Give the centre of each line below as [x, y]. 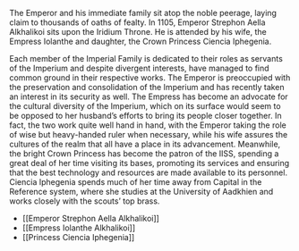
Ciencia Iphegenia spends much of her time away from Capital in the [136, 182]
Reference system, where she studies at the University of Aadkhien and [141, 192]
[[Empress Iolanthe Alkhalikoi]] [79, 228]
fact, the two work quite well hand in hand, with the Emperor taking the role [148, 125]
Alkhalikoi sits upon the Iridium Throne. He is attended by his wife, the [138, 32]
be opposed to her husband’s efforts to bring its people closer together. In [145, 116]
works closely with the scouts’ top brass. [85, 201]
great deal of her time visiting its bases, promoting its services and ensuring [149, 163]
